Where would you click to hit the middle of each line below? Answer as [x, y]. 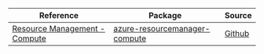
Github [237, 33]
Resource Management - [59, 29]
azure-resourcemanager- [162, 29]
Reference [59, 15]
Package [165, 15]
